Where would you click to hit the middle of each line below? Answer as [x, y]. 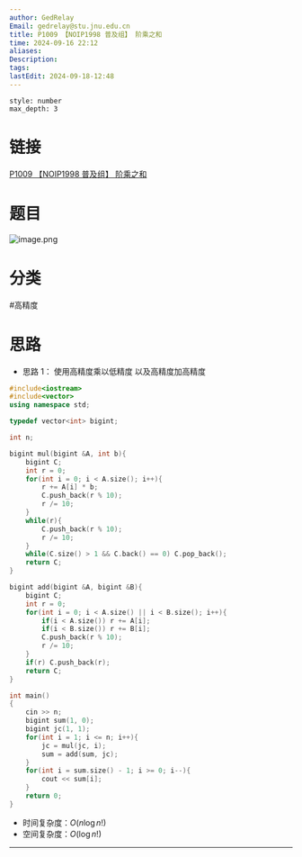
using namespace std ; [50, 405]
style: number [36, 101]
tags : [19, 68]
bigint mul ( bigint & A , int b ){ [68, 454]
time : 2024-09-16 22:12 [54, 43]
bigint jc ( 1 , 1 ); [58, 729]
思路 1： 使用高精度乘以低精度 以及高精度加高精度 [114, 371]
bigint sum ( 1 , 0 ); [60, 721]
